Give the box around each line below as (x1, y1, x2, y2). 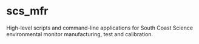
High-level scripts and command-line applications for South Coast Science (6, 24, 193, 31)
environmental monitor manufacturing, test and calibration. (6, 30, 153, 37)
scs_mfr (6, 4, 49, 18)
